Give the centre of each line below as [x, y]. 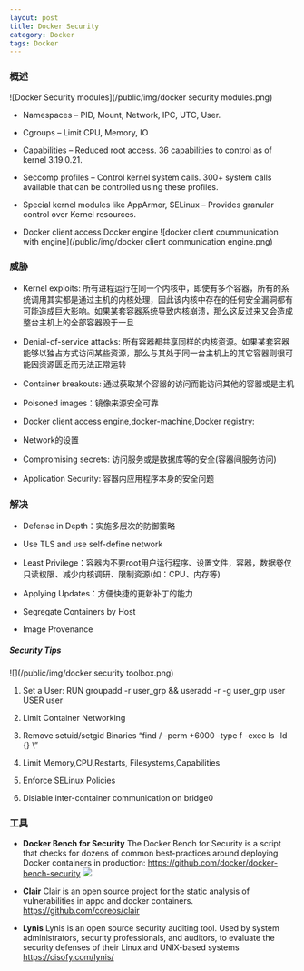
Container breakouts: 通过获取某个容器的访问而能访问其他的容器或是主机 [158, 384]
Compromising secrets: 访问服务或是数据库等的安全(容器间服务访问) [149, 459]
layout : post [34, 18]
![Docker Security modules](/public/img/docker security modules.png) [141, 97]
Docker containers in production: [84, 863]
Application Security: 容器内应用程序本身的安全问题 [118, 478]
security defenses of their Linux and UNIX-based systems [131, 947]
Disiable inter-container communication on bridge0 [118, 798]
